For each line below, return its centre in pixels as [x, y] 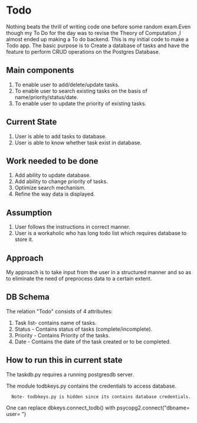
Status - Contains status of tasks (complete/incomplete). [83, 329]
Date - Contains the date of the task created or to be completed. [93, 341]
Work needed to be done [52, 161]
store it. [24, 239]
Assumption [29, 212]
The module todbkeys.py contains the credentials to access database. [91, 386]
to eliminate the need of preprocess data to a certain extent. [79, 279]
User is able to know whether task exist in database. [78, 142]
